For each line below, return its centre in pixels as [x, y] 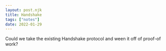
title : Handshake [24, 15]
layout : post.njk [24, 10]
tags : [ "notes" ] [22, 19]
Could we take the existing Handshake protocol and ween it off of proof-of [83, 39]
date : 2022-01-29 [24, 24]
